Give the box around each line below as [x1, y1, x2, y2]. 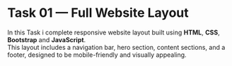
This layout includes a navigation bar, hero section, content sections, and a [7, 43, 226, 51]
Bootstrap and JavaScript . [7, 35, 86, 44]
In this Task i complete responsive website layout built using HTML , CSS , [7, 28, 221, 37]
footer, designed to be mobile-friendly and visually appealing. [7, 51, 187, 59]
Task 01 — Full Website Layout [7, 5, 189, 21]
